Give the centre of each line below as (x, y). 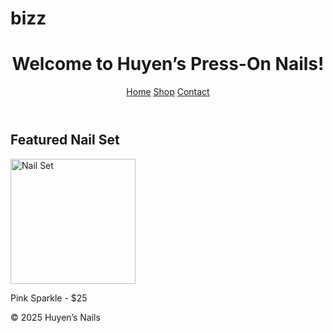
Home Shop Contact (168, 92)
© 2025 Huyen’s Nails (55, 317)
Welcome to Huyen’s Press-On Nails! (168, 64)
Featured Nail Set (65, 140)
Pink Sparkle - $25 (49, 298)
